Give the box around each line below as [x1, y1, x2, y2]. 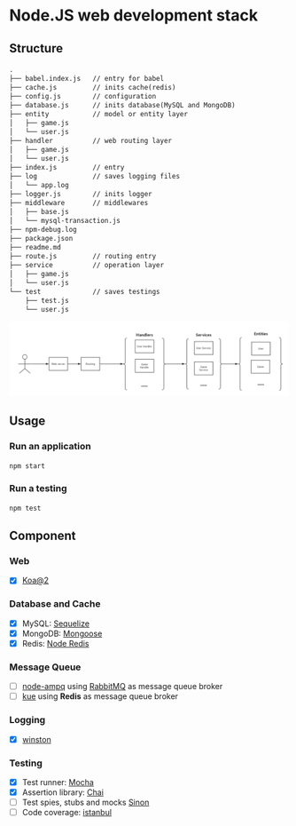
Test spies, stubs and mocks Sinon [21, 797, 150, 808]
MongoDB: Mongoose [21, 628, 103, 639]
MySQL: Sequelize [21, 618, 90, 629]
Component [9, 528, 77, 543]
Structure [9, 41, 64, 56]
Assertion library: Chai [21, 787, 105, 798]
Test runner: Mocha [21, 776, 95, 787]
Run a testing [9, 482, 68, 495]
